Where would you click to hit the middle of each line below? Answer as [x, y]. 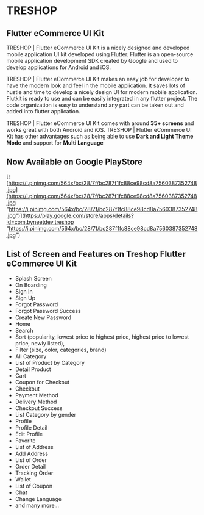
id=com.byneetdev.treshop [40, 222]
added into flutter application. [43, 111]
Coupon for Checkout [42, 382]
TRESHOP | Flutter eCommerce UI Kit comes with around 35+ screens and [100, 123]
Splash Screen [33, 278]
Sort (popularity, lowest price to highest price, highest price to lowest [102, 337]
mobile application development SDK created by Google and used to [92, 61]
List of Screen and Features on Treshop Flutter [96, 254]
